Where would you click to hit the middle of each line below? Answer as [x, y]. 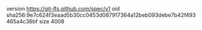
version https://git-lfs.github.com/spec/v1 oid [63, 9]
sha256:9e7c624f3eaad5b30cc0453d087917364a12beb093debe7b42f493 [101, 15]
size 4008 [52, 21]
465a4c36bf [22, 21]
